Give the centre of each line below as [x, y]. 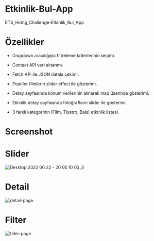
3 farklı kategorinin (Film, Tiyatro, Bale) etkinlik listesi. [65, 112]
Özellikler [25, 42]
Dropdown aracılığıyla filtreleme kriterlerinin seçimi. [63, 55]
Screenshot [29, 132]
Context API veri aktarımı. [37, 65]
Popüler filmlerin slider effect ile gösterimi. [54, 84]
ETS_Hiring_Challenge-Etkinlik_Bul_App [44, 22]
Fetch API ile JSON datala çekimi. [45, 74]
